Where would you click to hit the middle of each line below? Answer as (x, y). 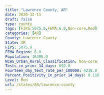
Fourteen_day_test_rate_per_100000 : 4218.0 (51, 71)
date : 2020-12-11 (23, 15)
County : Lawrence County (31, 38)
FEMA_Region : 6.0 (23, 52)
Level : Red (16, 80)
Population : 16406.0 (27, 57)
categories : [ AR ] (23, 33)
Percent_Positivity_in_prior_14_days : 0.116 (52, 75)
